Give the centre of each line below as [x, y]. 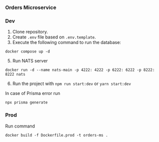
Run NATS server [30, 61]
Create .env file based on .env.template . [54, 37]
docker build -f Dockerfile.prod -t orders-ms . [57, 135]
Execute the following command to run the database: [67, 42]
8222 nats [15, 74]
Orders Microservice [31, 7]
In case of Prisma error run [33, 93]
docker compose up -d [28, 51]
